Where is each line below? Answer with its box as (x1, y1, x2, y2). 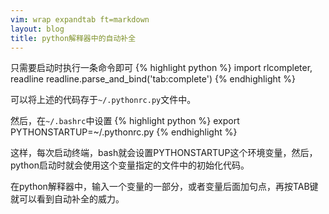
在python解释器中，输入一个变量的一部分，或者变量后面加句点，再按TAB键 (10, 181, 319, 193)
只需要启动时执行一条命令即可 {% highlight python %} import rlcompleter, (10, 62, 313, 74)
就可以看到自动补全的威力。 (10, 193, 125, 205)
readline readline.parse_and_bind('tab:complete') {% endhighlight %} (10, 73, 296, 85)
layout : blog (10, 24, 65, 34)
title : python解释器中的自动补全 (10, 33, 137, 43)
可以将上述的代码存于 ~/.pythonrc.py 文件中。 (10, 94, 197, 106)
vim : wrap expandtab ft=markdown (10, 14, 150, 25)
